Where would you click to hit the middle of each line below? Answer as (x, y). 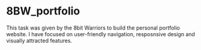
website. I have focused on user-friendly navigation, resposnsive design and (100, 34)
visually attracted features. (39, 40)
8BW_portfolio (43, 11)
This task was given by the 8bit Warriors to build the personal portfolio (93, 28)
